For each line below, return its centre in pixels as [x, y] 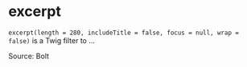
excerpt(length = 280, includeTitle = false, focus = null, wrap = [124, 33]
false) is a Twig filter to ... [51, 40]
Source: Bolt [29, 56]
